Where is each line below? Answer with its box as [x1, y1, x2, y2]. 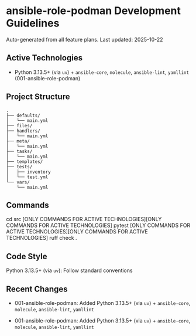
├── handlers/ [6, 128, 41, 134]
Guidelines [6, 16, 60, 30]
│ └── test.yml [6, 174, 49, 180]
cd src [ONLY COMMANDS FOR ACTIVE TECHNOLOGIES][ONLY [6, 216, 162, 223]
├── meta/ [6, 138, 30, 144]
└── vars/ [6, 179, 30, 185]
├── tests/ [6, 164, 33, 169]
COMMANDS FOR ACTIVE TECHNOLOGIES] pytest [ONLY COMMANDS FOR [6, 222, 191, 229]
